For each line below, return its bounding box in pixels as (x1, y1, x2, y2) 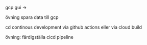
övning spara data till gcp (5, 14, 59, 20)
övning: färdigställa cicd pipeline (5, 34, 74, 40)
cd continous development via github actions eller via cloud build (5, 24, 142, 30)
